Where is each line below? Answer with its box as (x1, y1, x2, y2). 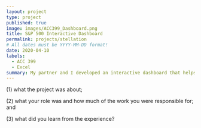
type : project (6, 14, 42, 20)
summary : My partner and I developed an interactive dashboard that (6, 70, 181, 76)
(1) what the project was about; (6, 86, 83, 93)
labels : (6, 53, 26, 59)
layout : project (6, 8, 47, 15)
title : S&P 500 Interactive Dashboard (6, 31, 103, 37)
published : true (6, 20, 47, 26)
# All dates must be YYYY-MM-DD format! (6, 42, 109, 48)
